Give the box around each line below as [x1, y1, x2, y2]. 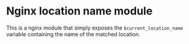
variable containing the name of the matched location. [6, 30, 140, 37]
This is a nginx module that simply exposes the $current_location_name [6, 24, 184, 31]
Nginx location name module [6, 4, 153, 18]
